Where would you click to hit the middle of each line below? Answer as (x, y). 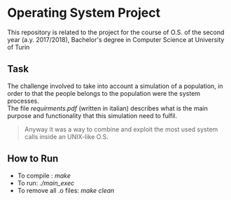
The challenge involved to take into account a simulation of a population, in (115, 86)
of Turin (19, 47)
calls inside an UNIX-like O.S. (66, 136)
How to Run (33, 159)
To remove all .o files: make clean (66, 190)
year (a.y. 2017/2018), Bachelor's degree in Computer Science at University (116, 39)
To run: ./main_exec (46, 183)
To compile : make (44, 176)
